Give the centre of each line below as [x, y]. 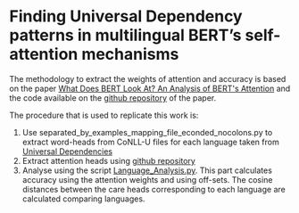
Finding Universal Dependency [126, 16]
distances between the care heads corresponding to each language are [154, 189]
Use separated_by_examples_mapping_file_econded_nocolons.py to [147, 132]
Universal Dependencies [67, 151]
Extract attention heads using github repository [109, 160]
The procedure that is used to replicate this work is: [104, 115]
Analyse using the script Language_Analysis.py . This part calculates [147, 170]
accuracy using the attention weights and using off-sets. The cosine [147, 179]
